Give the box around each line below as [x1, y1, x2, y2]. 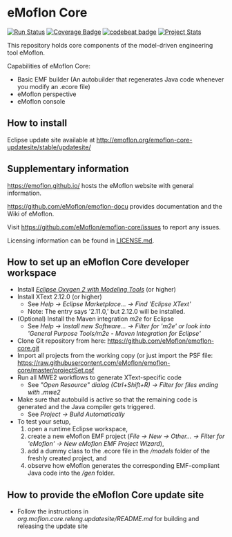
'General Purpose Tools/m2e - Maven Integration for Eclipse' [27, 330, 202, 338]
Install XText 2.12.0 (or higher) [17, 292, 102, 301]
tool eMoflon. [7, 48, 46, 57]
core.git [17, 344, 39, 352]
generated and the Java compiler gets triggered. [17, 403, 155, 411]
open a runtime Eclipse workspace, [27, 425, 128, 433]
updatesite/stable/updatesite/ [7, 143, 91, 151]
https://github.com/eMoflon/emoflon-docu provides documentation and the [7, 202, 222, 210]
